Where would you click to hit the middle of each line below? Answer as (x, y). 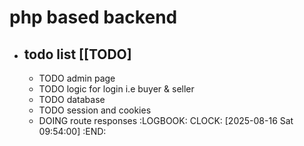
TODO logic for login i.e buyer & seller (116, 89)
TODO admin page (77, 78)
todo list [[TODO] (77, 54)
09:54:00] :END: (72, 131)
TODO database (72, 99)
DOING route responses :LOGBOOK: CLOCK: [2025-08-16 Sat (166, 120)
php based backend (93, 17)
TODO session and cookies (95, 110)
